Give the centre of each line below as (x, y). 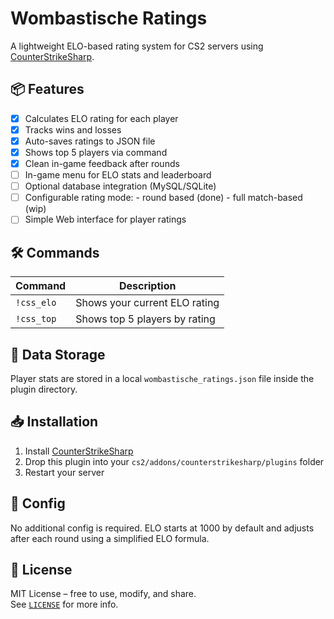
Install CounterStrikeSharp (79, 451)
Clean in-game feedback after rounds (102, 163)
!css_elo (36, 303)
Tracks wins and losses (73, 129)
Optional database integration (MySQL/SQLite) (120, 186)
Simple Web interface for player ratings (105, 219)
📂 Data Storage (58, 354)
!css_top (36, 319)
